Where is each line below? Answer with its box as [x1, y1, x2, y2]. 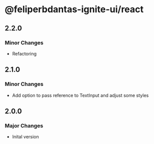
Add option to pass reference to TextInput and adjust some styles [12, 92, 149, 98]
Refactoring [12, 50, 37, 56]
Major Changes [5, 122, 44, 129]
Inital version [12, 134, 39, 140]
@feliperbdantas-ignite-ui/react [5, 4, 144, 15]
